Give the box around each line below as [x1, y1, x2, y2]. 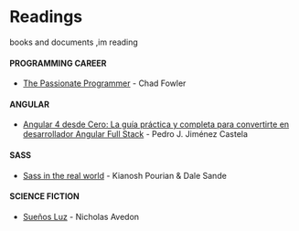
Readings [9, 6, 83, 27]
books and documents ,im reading [9, 37, 139, 47]
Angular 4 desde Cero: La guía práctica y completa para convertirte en [22, 119, 290, 130]
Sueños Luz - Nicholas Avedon [22, 211, 140, 222]
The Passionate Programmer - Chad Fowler [22, 78, 187, 89]
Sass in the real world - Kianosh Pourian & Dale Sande [22, 170, 227, 181]
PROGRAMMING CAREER [9, 58, 107, 68]
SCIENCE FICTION [9, 191, 80, 202]
